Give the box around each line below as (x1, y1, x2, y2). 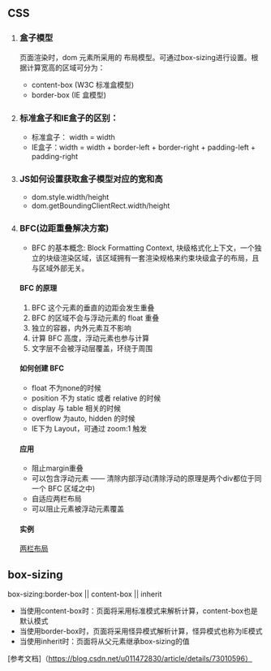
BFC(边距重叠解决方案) (19, 223, 110, 234)
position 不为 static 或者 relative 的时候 (31, 393, 161, 403)
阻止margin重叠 (31, 463, 84, 474)
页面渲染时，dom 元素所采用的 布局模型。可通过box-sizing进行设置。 (19, 52, 252, 62)
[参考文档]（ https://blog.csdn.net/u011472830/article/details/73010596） (7, 654, 252, 664)
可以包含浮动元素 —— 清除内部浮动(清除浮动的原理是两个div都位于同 (31, 474, 262, 483)
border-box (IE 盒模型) (31, 89, 107, 100)
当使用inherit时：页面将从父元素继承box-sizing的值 (19, 637, 190, 647)
